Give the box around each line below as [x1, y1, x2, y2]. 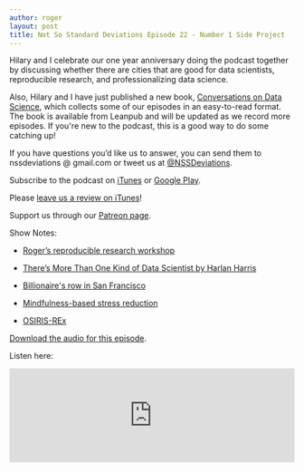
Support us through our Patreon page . [9, 210, 152, 221]
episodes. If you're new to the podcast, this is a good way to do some [9, 120, 270, 131]
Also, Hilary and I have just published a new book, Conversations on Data [9, 92, 282, 102]
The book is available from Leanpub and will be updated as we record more [9, 111, 291, 122]
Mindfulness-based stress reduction [22, 298, 158, 309]
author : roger [9, 13, 63, 23]
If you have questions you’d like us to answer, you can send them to [9, 148, 262, 159]
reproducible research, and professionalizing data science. [9, 74, 229, 85]
